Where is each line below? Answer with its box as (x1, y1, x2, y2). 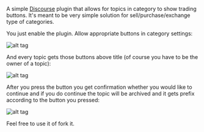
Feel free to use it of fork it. (6, 120, 75, 127)
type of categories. (6, 18, 54, 25)
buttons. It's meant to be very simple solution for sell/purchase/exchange (6, 12, 191, 19)
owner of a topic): (6, 60, 51, 67)
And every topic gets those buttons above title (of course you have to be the (6, 54, 199, 60)
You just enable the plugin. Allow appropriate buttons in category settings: (6, 30, 193, 37)
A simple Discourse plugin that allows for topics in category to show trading (6, 5, 197, 12)
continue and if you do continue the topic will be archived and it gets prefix (6, 90, 195, 97)
